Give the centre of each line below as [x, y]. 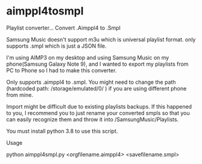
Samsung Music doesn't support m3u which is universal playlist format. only [101, 39]
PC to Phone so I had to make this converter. [62, 70]
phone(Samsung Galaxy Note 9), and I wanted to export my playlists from [97, 64]
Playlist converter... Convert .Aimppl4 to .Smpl [63, 28]
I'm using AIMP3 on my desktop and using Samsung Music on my [88, 57]
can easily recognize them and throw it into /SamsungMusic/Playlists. [93, 119]
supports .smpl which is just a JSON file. [56, 46]
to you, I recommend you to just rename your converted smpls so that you [98, 113]
